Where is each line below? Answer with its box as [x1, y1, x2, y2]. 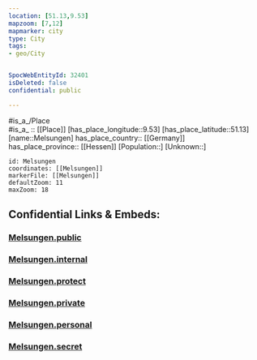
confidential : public [8, 86, 82, 94]
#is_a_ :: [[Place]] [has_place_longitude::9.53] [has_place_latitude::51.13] [8, 124, 250, 134]
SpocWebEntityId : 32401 [8, 71, 89, 79]
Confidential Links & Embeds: [8, 208, 161, 221]
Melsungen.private [8, 297, 85, 308]
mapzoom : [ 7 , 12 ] [8, 19, 63, 28]
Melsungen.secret [8, 341, 83, 352]
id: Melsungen [8, 157, 57, 165]
